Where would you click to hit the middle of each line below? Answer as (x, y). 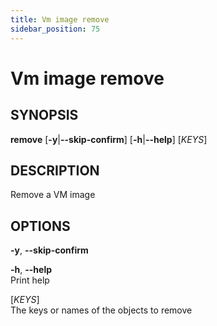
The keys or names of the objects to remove (101, 310)
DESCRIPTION (55, 170)
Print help (30, 280)
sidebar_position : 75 (55, 29)
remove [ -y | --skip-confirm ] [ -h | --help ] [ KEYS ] (109, 139)
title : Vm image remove (60, 19)
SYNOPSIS (44, 115)
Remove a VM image (53, 195)
